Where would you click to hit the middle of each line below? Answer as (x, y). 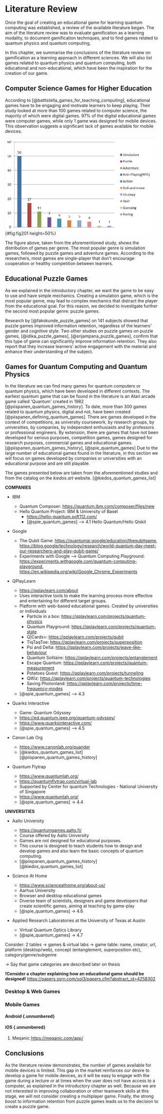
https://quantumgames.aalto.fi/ (50, 831)
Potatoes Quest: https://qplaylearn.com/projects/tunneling (85, 673)
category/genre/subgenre (31, 955)
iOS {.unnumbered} (25, 1027)
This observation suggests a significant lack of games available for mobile (79, 126)
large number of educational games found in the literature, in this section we (81, 453)
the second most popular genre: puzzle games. (52, 311)
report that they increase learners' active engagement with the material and (81, 346)
